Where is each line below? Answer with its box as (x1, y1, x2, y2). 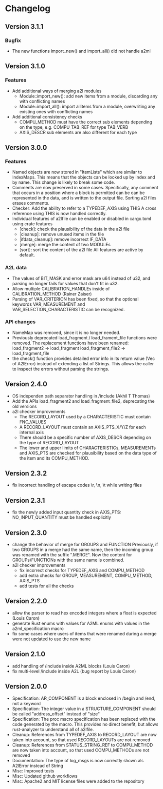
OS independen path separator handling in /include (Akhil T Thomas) (12, 393, 150, 399)
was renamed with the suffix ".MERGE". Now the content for (12, 552, 132, 558)
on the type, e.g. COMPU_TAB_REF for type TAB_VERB (19, 124, 128, 130)
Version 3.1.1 (5, 22, 44, 31)
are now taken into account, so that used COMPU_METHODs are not (12, 747, 149, 753)
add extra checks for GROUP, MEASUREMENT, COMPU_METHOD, (19, 572, 153, 578)
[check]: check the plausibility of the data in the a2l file (19, 226, 130, 232)
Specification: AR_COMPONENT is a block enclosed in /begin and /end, (12, 695, 156, 701)
